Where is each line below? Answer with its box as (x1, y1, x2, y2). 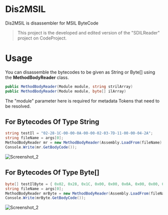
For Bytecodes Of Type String (5, 117, 99, 126)
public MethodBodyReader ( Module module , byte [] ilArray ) (5, 88, 126, 93)
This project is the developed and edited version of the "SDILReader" (17, 29, 160, 35)
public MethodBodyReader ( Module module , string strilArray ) (5, 84, 133, 89)
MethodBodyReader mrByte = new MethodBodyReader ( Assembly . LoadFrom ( (5, 191, 151, 196)
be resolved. (5, 103, 31, 109)
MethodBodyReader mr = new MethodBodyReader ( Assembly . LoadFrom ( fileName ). (5, 140, 164, 145)
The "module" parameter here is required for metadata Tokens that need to (5, 97, 160, 103)
